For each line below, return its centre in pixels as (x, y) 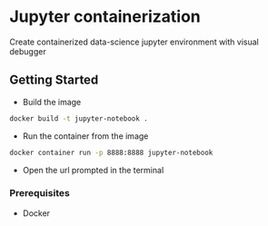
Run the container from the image (85, 136)
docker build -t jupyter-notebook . (79, 118)
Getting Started (54, 80)
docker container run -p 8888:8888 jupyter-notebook (111, 152)
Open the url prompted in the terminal (93, 170)
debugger (28, 51)
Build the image (52, 102)
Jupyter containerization (105, 17)
